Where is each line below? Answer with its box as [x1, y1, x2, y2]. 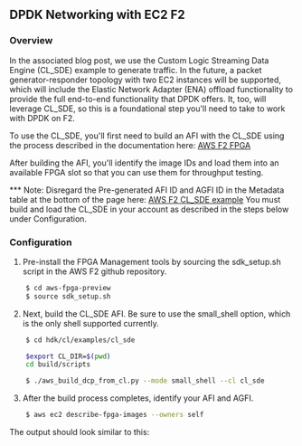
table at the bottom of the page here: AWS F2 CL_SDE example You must [9, 194, 281, 204]
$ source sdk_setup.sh [25, 291, 111, 301]
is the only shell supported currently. [22, 318, 160, 328]
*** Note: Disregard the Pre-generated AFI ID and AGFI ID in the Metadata [9, 185, 285, 195]
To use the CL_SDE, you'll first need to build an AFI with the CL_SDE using [9, 130, 285, 141]
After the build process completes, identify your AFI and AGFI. [22, 393, 254, 403]
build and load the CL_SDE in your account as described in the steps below [9, 204, 289, 214]
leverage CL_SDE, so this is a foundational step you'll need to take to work [9, 103, 286, 114]
